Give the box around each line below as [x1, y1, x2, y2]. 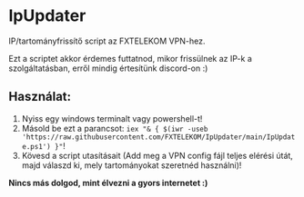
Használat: [8, 89, 72, 104]
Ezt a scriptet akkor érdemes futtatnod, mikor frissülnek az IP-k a [8, 53, 252, 64]
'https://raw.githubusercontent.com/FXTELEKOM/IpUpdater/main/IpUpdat [21, 133, 296, 142]
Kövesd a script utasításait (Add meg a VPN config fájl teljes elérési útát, [21, 150, 293, 161]
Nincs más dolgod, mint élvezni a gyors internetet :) [8, 177, 208, 188]
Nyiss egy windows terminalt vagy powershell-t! [21, 113, 203, 123]
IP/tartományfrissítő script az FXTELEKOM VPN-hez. [8, 35, 206, 46]
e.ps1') [21, 142, 51, 151]
